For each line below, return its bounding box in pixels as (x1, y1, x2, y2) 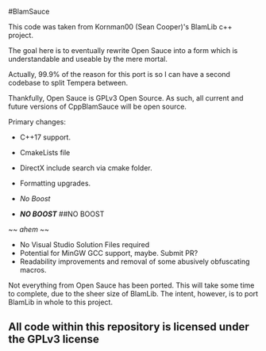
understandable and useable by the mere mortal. (8, 55, 168, 63)
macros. (19, 265, 47, 274)
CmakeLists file (19, 148, 71, 157)
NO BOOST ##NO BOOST (19, 209, 105, 219)
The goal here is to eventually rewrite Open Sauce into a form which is (8, 46, 238, 55)
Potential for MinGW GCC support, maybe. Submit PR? (19, 249, 199, 258)
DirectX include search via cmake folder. (19, 163, 152, 173)
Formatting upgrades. (19, 178, 91, 188)
